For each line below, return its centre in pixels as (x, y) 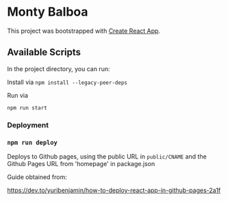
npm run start (27, 108)
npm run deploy (33, 142)
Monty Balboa (48, 12)
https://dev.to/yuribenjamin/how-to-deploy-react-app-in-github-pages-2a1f (114, 190)
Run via (18, 95)
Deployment (28, 125)
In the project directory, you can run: (59, 68)
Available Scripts (44, 52)
